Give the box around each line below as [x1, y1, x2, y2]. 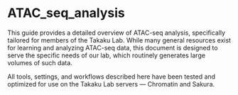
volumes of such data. [7, 58, 72, 67]
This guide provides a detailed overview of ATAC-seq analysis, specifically [7, 28, 226, 37]
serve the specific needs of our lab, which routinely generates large [7, 51, 206, 60]
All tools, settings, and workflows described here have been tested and [7, 72, 215, 81]
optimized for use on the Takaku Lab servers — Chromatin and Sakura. [7, 79, 215, 88]
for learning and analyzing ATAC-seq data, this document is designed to [7, 43, 218, 52]
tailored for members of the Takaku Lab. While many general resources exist [7, 35, 232, 44]
